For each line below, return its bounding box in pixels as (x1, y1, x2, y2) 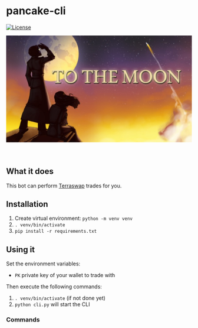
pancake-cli (6, 4, 66, 18)
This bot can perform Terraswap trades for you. (6, 182, 122, 189)
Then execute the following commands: (6, 283, 102, 290)
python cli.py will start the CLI (14, 301, 90, 308)
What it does (6, 167, 54, 177)
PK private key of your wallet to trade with (14, 272, 115, 279)
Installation (6, 199, 48, 209)
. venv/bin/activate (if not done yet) (14, 294, 106, 302)
